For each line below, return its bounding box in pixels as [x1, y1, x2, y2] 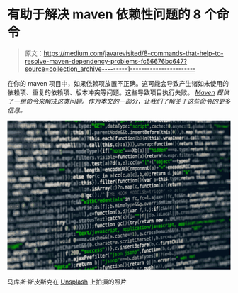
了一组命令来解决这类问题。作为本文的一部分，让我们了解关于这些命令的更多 [7, 96, 231, 105]
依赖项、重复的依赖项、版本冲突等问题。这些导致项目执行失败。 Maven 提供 [7, 88, 229, 96]
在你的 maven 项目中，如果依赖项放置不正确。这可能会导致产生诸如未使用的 [7, 79, 229, 87]
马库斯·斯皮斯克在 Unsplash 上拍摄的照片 [7, 277, 127, 286]
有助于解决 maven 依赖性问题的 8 [7, 6, 202, 23]
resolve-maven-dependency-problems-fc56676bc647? [24, 57, 188, 65]
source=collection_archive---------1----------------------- [24, 65, 196, 73]
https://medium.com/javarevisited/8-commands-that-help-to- [43, 49, 225, 57]
